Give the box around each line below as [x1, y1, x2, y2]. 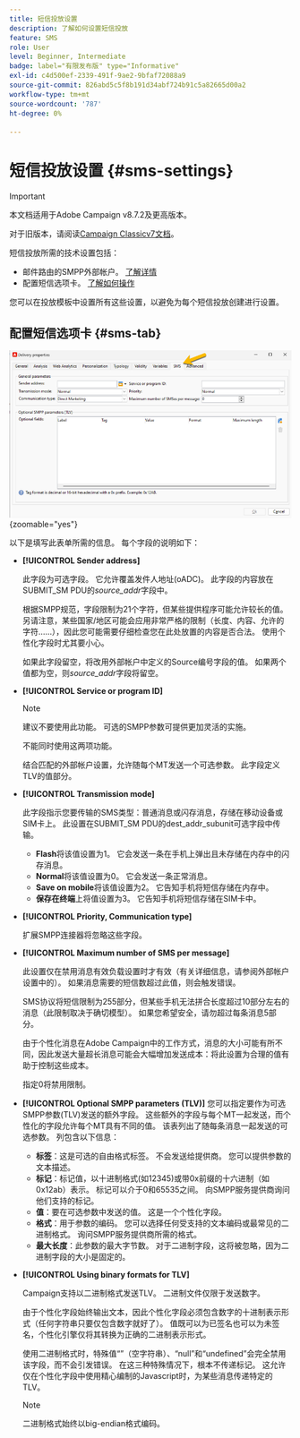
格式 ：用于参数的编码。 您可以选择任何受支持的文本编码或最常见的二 [35, 1218, 289, 1228]
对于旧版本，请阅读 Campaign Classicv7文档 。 [9, 228, 179, 239]
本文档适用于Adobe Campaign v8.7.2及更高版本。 [9, 210, 193, 220]
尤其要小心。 [61, 637, 109, 648]
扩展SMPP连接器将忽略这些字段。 [21, 929, 148, 940]
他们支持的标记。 [35, 1195, 99, 1206]
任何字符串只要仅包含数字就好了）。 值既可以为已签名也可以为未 [38, 1317, 272, 1329]
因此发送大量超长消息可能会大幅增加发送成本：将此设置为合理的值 [38, 1049, 282, 1059]
